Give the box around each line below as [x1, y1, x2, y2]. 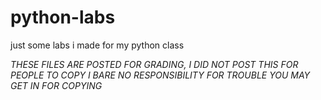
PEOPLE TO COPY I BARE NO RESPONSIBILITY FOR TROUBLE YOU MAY [10, 69, 311, 81]
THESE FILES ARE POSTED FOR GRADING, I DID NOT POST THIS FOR [10, 58, 299, 70]
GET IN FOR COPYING [10, 79, 103, 91]
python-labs [10, 6, 116, 29]
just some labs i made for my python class [10, 39, 185, 51]
